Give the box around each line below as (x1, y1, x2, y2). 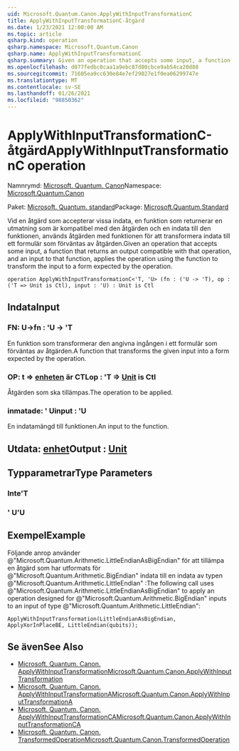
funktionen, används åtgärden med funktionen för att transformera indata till (7, 231, 230, 240)
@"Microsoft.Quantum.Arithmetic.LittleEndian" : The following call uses (7, 578, 215, 587)
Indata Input (7, 301, 60, 314)
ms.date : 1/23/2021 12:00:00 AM (7, 24, 103, 31)
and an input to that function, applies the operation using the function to (7, 254, 218, 262)
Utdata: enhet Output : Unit (7, 443, 127, 455)
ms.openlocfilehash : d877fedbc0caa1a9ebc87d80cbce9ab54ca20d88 (7, 63, 199, 71)
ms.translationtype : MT (7, 76, 78, 84)
